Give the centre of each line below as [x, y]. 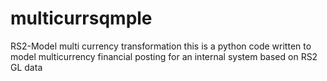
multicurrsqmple [81, 18]
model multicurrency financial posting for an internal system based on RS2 [164, 56]
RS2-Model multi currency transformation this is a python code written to [161, 46]
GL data [26, 67]
